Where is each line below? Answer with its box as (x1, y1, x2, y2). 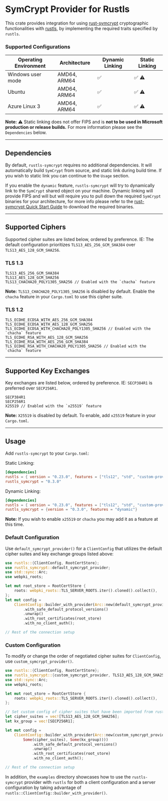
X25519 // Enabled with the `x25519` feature (5, 404, 101, 409)
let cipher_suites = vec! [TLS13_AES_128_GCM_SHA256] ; (5, 714, 120, 719)
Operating (17, 56, 42, 63)
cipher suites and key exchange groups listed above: (5, 550, 114, 557)
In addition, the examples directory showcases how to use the (5, 773, 131, 780)
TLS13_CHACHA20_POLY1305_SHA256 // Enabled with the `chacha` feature (5, 280, 155, 285)
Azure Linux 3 (7, 103, 40, 110)
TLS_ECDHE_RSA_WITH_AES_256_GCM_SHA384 (5, 339, 88, 344)
